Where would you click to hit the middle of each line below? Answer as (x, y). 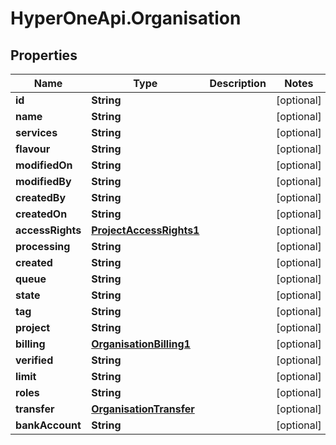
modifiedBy (43, 181)
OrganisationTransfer (143, 409)
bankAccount (48, 425)
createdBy (41, 197)
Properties (44, 55)
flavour (33, 149)
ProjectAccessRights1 (145, 230)
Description (238, 83)
